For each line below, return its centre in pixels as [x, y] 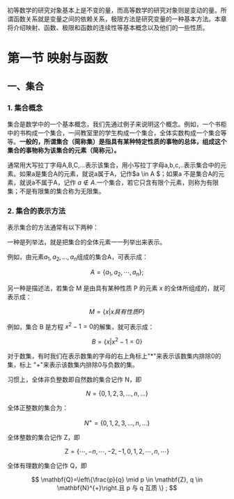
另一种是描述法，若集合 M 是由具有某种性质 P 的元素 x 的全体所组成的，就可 [116, 288]
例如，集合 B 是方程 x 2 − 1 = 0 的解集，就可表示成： [81, 326]
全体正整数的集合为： [38, 408]
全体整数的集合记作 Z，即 [44, 437]
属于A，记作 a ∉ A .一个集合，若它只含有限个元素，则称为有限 [130, 182]
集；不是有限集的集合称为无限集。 [56, 191]
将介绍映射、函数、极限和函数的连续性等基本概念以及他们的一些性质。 [108, 27]
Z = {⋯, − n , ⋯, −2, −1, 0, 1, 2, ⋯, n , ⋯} [117, 451]
